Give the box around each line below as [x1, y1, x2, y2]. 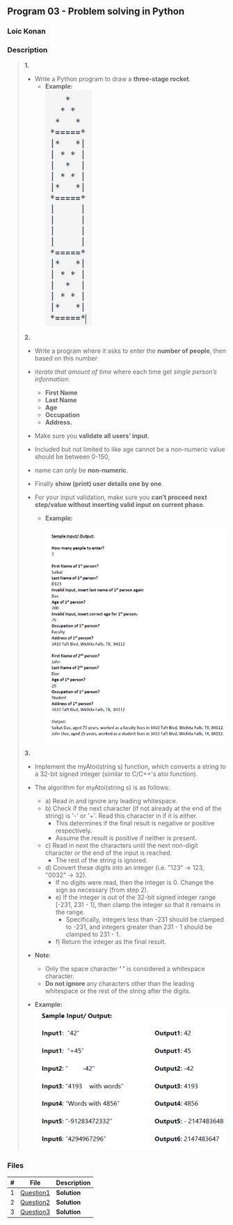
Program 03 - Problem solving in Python [7, 6, 185, 17]
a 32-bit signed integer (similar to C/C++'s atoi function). [34, 770, 198, 778]
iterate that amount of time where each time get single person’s [34, 367, 218, 376]
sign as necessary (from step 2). [55, 885, 149, 894]
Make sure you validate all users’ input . [34, 432, 150, 440]
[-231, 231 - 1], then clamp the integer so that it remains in [55, 900, 221, 908]
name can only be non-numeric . [34, 466, 129, 474]
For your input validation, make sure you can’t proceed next [34, 493, 207, 501]
